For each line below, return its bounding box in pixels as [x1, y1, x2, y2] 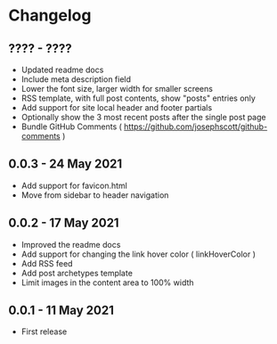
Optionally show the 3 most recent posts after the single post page [20, 112, 266, 122]
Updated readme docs [20, 64, 104, 75]
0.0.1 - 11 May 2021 [8, 303, 115, 318]
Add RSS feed [20, 258, 73, 268]
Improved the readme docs [20, 239, 121, 250]
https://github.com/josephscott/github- [123, 121, 268, 132]
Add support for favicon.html [20, 180, 128, 191]
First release [20, 326, 68, 337]
